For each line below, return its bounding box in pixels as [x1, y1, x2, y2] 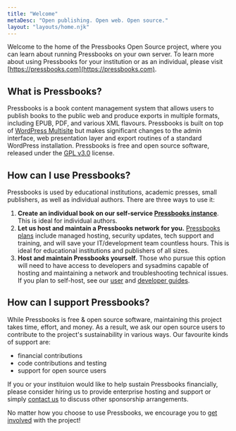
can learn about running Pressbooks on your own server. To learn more [7, 50, 215, 58]
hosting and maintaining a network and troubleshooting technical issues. [17, 269, 229, 277]
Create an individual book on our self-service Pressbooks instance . [17, 209, 220, 217]
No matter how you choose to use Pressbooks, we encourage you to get [7, 409, 218, 417]
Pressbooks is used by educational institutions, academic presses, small [7, 188, 217, 196]
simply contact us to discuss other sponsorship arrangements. [7, 394, 189, 403]
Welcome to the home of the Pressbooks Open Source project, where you [7, 43, 222, 51]
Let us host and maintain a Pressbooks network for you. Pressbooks [17, 224, 221, 232]
